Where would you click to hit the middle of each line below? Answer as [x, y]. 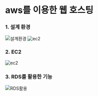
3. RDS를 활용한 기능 [29, 77]
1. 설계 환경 [18, 27]
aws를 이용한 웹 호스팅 [49, 10]
